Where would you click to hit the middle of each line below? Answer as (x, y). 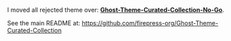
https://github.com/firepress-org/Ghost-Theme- (150, 23)
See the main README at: (44, 23)
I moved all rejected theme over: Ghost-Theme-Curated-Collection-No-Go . (116, 10)
